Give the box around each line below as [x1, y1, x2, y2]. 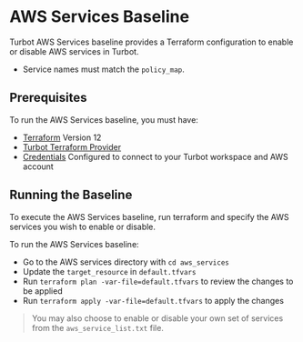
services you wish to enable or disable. [9, 221, 157, 232]
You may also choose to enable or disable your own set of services [31, 312, 284, 324]
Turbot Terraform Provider [22, 141, 122, 152]
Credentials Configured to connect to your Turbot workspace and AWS [22, 151, 288, 162]
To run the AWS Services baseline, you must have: [9, 114, 198, 125]
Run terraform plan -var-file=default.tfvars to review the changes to [22, 276, 294, 287]
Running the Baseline [9, 187, 133, 203]
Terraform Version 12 [22, 132, 102, 143]
